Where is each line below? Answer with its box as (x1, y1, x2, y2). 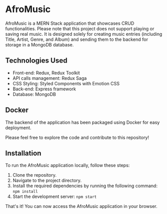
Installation (5, 149, 41, 157)
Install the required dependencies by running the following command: (12, 183, 158, 189)
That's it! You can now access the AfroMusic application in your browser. (5, 203, 158, 209)
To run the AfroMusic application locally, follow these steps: (5, 163, 130, 169)
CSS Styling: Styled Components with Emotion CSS (12, 80, 120, 86)
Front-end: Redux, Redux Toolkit (12, 70, 80, 76)
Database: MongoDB (12, 91, 56, 97)
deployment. (5, 125, 31, 131)
